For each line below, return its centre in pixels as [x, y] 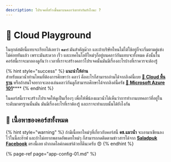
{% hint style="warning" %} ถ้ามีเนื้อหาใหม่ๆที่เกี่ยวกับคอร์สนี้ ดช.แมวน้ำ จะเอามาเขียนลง [85, 132]
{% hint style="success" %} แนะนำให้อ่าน [47, 71]
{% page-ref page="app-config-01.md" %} [51, 154]
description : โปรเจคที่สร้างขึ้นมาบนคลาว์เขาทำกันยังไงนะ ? [53, 10]
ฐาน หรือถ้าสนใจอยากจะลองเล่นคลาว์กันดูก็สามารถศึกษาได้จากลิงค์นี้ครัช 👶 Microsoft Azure [85, 83]
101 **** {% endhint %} [30, 88]
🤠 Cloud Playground [49, 35]
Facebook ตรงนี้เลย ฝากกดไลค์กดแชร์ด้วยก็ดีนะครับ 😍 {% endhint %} [70, 144]
